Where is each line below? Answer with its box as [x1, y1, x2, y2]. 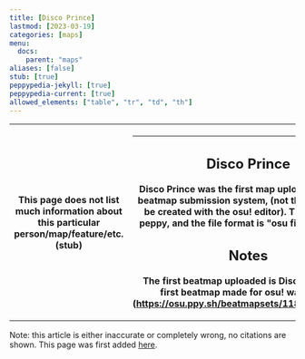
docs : [17, 47, 39, 56]
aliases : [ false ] [9, 64, 75, 73]
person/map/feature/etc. [14, 228, 124, 240]
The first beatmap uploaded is [142, 275, 277, 287]
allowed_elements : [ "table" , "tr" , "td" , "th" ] [9, 97, 193, 107]
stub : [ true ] [9, 73, 59, 82]
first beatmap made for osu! [160, 286, 284, 299]
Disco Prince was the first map [139, 182, 275, 195]
